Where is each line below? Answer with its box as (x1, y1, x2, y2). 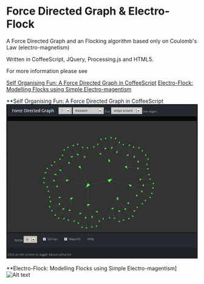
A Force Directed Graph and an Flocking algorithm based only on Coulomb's (6, 37, 197, 44)
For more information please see (6, 67, 88, 74)
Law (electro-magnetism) (6, 44, 70, 51)
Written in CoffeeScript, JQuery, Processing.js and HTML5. (6, 55, 154, 63)
